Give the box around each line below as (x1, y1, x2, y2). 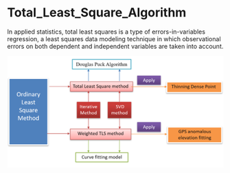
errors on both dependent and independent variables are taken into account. (7, 42, 224, 50)
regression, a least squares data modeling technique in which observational (7, 34, 221, 43)
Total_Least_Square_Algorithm (7, 5, 187, 21)
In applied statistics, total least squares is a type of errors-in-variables (7, 27, 206, 36)
